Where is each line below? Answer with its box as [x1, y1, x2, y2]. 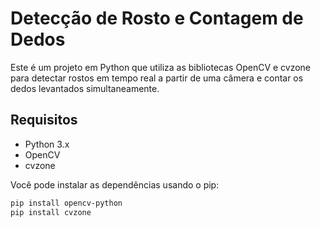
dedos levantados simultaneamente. [10, 82, 160, 94]
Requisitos [10, 112, 78, 129]
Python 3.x [24, 138, 70, 150]
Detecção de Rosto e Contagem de [10, 7, 304, 30]
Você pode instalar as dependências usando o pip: [10, 178, 220, 191]
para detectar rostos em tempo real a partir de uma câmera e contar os [10, 72, 304, 84]
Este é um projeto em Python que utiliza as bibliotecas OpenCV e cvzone [10, 61, 312, 73]
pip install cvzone [10, 207, 92, 217]
